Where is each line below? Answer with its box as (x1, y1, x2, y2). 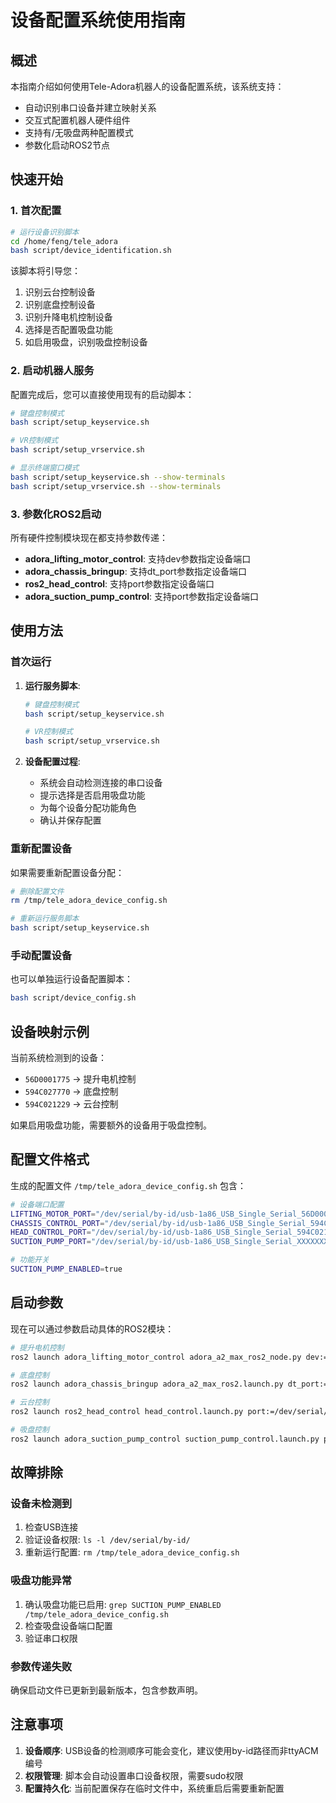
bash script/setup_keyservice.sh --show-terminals (10, 472, 226, 482)
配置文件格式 (10, 1151, 90, 1168)
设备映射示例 (10, 1023, 90, 1040)
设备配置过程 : (24, 756, 81, 768)
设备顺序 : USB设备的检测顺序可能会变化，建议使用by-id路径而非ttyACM (24, 1744, 319, 1756)
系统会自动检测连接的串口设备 (39, 777, 163, 789)
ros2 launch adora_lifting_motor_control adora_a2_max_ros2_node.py (10, 1352, 302, 1362)
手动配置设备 (10, 948, 73, 962)
